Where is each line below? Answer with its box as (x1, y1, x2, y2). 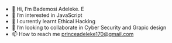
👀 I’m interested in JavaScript (11, 12, 83, 19)
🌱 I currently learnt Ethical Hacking (11, 18, 95, 24)
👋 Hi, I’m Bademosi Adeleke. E (11, 6, 84, 12)
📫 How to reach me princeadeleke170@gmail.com (11, 31, 134, 37)
